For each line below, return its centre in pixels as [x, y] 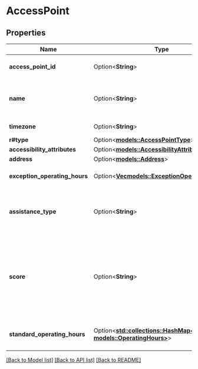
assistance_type [33, 211]
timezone [23, 127]
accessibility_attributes [43, 149]
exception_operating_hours [49, 176]
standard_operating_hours [47, 334]
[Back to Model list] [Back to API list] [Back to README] [74, 360]
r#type [19, 140]
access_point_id [32, 67]
